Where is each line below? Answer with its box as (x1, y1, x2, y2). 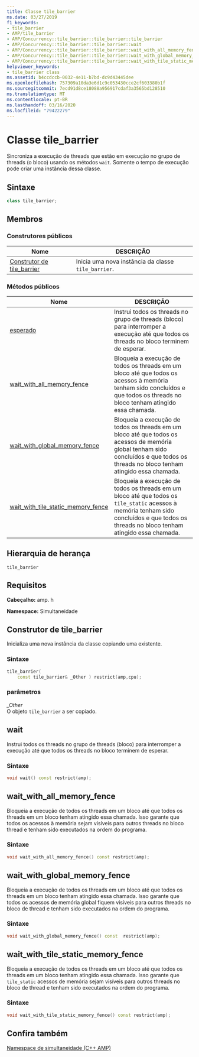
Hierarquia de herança (6, 549, 91, 559)
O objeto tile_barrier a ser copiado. (6, 708, 97, 715)
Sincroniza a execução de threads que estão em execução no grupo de (6, 153, 181, 160)
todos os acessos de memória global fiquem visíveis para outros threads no (6, 899, 191, 906)
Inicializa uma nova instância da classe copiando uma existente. (6, 640, 162, 647)
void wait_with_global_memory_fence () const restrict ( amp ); (6, 933, 161, 939)
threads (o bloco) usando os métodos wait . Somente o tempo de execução (6, 159, 189, 166)
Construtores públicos (6, 232, 73, 240)
